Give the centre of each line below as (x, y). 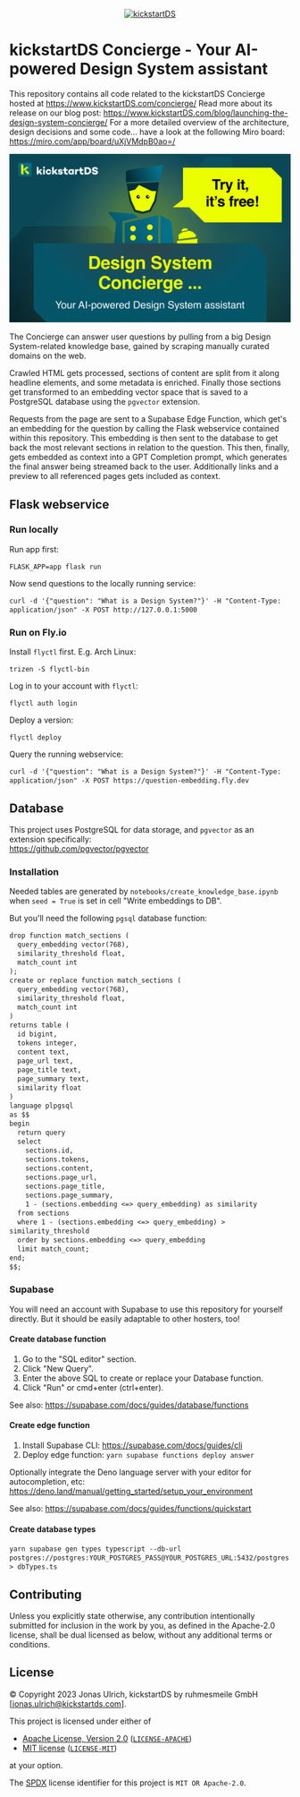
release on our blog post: (55, 113)
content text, (43, 1052)
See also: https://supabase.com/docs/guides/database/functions (129, 1405)
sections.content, (59, 1168)
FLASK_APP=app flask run (55, 567)
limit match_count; (54, 1249)
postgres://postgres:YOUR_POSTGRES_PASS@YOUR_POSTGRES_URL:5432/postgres (150, 1558)
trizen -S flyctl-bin (50, 670)
